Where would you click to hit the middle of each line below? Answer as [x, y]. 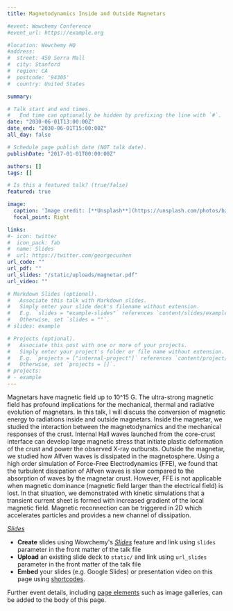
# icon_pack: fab [34, 243]
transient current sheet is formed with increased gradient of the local [106, 500]
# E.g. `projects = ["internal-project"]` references [89, 358]
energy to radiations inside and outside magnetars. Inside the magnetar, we [115, 419]
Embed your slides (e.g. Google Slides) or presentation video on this [115, 571]
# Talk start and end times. [49, 109]
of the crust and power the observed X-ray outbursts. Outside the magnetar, [116, 449]
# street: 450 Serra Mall [46, 58]
